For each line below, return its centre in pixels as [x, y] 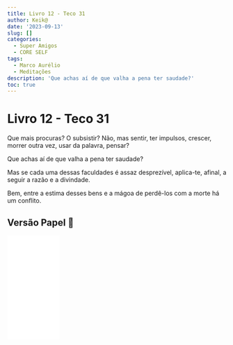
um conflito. [24, 201]
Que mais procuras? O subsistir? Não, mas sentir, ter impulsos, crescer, [110, 138]
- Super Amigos [35, 46]
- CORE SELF [31, 53]
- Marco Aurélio [37, 65]
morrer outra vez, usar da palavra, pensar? [69, 146]
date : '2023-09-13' [35, 26]
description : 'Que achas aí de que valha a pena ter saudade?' [101, 78]
